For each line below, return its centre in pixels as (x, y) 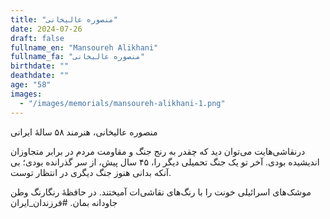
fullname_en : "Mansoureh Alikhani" (84, 47)
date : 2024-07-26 (46, 29)
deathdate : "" (40, 76)
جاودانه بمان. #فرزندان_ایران (64, 202)
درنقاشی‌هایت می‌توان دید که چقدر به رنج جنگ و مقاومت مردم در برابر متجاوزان (158, 151)
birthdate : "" (40, 66)
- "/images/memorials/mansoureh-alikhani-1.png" (122, 103)
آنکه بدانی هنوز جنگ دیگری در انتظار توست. (91, 172)
